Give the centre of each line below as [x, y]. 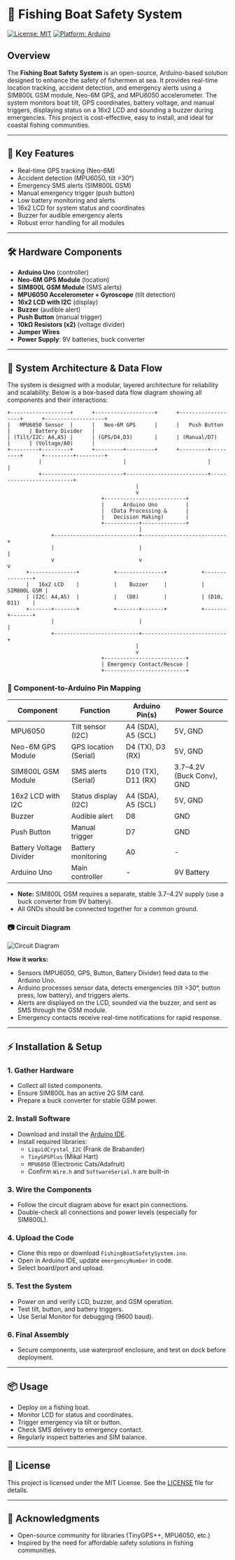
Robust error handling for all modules [71, 222]
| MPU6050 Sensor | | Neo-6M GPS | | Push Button [115, 425]
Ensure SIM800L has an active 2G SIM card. [81, 1093]
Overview [29, 56]
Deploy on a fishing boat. [54, 1407]
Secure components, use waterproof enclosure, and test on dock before [121, 1350]
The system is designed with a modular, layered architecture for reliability [113, 385]
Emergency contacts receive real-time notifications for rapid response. [119, 1017]
